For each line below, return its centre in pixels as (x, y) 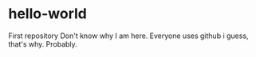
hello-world (48, 14)
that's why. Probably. (43, 44)
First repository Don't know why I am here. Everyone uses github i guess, (128, 36)
